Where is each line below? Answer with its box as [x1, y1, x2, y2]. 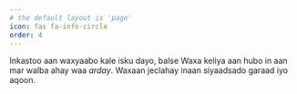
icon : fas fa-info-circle [9, 22, 108, 31]
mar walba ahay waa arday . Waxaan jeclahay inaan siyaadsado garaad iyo [9, 65, 289, 76]
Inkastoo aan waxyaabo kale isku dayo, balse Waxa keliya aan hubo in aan [9, 56, 289, 67]
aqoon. [9, 75, 36, 86]
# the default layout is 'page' [9, 13, 132, 23]
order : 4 [9, 30, 43, 39]
